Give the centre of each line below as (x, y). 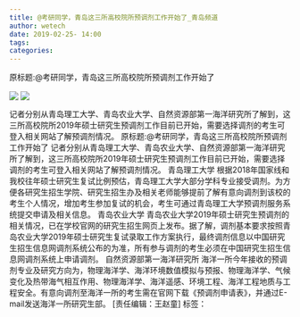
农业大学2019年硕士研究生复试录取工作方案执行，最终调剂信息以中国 (143, 237)
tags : (19, 42)
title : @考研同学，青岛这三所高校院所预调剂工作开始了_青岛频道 (114, 17)
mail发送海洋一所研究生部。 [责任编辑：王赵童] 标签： (108, 304)
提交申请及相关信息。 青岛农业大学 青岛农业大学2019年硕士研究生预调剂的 (153, 214)
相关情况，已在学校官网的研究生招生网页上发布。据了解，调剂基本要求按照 (146, 226)
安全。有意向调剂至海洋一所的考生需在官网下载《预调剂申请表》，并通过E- (152, 293)
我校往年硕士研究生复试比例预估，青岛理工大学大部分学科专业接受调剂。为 (146, 181)
